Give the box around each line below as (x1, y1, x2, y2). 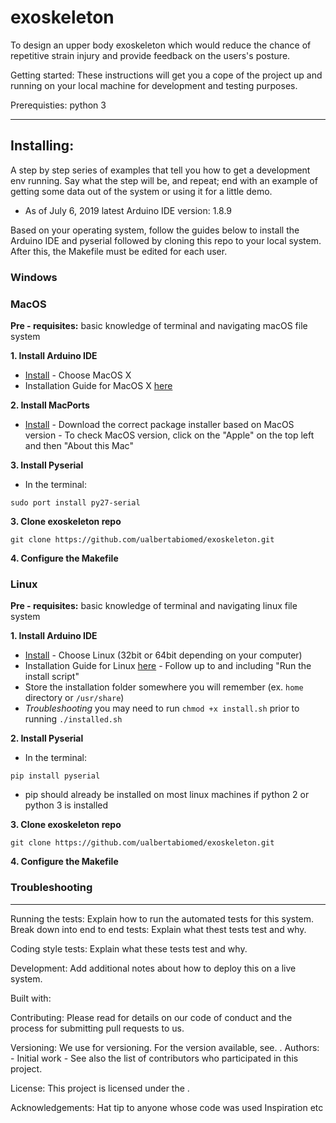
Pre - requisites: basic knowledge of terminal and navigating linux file (10, 600, 298, 612)
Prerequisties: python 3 (10, 99, 107, 111)
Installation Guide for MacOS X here (24, 379, 173, 391)
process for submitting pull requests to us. (10, 1022, 185, 1034)
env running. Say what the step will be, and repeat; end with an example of (10, 174, 318, 186)
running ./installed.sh (24, 713, 123, 725)
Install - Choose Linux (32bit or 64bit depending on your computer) (24, 649, 303, 661)
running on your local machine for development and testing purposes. (10, 79, 298, 91)
